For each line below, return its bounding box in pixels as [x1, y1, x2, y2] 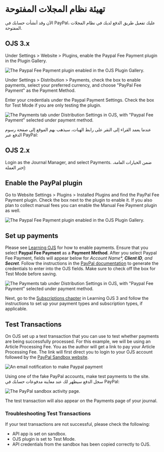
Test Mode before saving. [5, 271, 57, 277]
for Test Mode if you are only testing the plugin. [5, 102, 101, 108]
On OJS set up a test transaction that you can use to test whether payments [5, 333, 159, 339]
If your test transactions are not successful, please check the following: [5, 421, 150, 427]
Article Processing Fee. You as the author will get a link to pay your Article [5, 344, 155, 349]
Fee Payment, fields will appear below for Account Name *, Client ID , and [5, 255, 153, 261]
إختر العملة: [5, 164, 26, 170]
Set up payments [5, 231, 59, 240]
